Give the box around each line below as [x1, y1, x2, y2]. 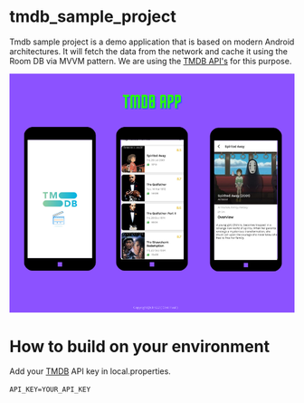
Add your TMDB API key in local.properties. [9, 366, 172, 377]
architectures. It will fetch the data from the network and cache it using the [9, 45, 288, 56]
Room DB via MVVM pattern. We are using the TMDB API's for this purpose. [9, 55, 292, 66]
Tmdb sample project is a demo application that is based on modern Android [9, 36, 295, 47]
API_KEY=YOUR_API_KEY [9, 385, 91, 395]
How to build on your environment [9, 336, 270, 357]
